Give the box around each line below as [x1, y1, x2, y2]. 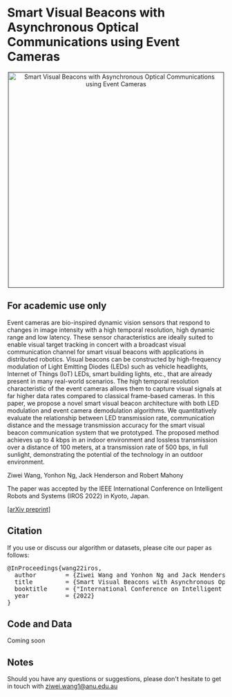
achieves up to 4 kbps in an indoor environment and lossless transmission [7, 435, 217, 444]
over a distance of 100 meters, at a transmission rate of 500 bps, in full [7, 443, 209, 451]
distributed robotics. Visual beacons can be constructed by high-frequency [7, 355, 222, 363]
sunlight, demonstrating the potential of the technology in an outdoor [7, 450, 204, 458]
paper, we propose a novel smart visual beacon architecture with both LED [7, 399, 220, 407]
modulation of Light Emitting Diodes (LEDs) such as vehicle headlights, [7, 362, 209, 371]
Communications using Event [7, 35, 180, 50]
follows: [7, 551, 30, 559]
